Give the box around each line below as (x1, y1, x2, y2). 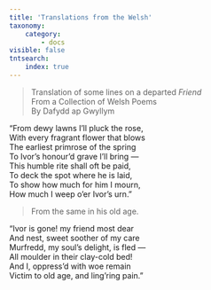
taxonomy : (9, 21, 46, 30)
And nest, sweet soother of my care (9, 232, 140, 243)
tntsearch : (9, 54, 50, 63)
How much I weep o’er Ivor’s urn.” (9, 188, 133, 200)
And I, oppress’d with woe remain (9, 261, 131, 271)
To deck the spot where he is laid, (9, 169, 133, 180)
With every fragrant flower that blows (9, 132, 146, 143)
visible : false (9, 46, 66, 55)
